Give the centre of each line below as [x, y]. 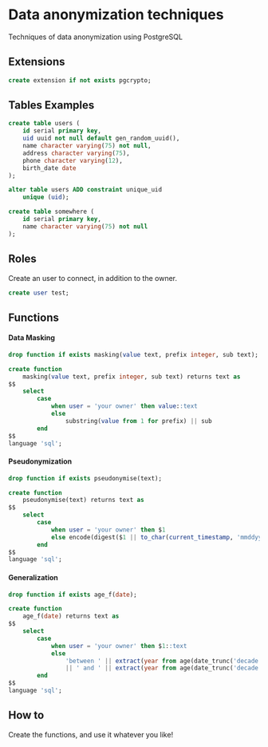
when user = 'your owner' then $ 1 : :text [119, 646]
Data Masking [32, 338]
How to [26, 715]
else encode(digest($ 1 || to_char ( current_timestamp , [142, 537]
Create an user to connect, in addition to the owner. [93, 278]
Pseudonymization [40, 461]
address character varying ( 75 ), [76, 153]
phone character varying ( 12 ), [73, 160]
